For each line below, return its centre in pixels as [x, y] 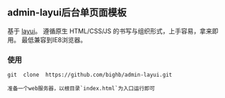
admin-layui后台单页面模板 [67, 13]
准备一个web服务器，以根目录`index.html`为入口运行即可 [81, 89]
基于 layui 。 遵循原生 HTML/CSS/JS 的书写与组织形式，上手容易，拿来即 [113, 31]
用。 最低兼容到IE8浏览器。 [47, 39]
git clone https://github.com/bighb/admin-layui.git [90, 75]
